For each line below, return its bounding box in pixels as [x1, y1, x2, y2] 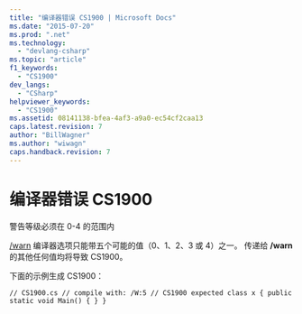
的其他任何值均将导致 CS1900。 [9, 251, 128, 262]
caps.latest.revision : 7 [9, 123, 103, 132]
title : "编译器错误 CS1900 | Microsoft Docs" [9, 13, 177, 23]
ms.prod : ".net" [9, 30, 70, 39]
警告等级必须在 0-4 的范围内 [9, 220, 115, 231]
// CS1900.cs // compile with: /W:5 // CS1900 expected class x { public [9, 288, 293, 298]
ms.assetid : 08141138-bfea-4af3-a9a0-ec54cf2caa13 [9, 114, 204, 123]
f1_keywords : [9, 64, 59, 73]
